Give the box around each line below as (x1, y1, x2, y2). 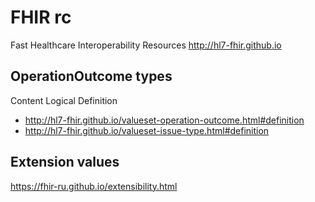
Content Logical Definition (10, 94, 118, 106)
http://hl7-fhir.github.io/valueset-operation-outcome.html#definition (24, 114, 305, 126)
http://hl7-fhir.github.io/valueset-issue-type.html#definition (24, 124, 270, 136)
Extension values (10, 154, 120, 171)
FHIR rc (10, 6, 72, 29)
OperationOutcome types (10, 68, 173, 85)
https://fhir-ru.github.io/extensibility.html (10, 180, 178, 192)
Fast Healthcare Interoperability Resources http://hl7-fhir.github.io (10, 39, 282, 51)
